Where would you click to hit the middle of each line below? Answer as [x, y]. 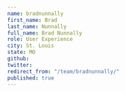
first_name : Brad [32, 20]
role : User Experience [40, 39]
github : [18, 59]
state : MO [22, 53]
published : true [31, 78]
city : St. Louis [31, 46]
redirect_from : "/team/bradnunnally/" [63, 71]
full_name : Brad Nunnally [45, 33]
